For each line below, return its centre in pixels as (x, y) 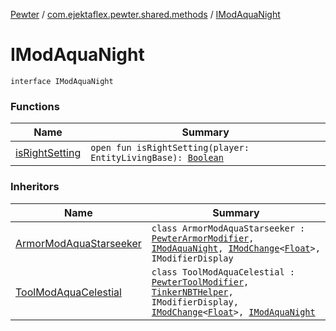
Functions (35, 106)
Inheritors (35, 187)
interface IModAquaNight (62, 81)
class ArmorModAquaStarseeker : (228, 228)
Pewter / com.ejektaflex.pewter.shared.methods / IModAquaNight (145, 14)
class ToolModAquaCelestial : (223, 272)
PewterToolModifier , (200, 282)
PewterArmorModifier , (203, 238)
